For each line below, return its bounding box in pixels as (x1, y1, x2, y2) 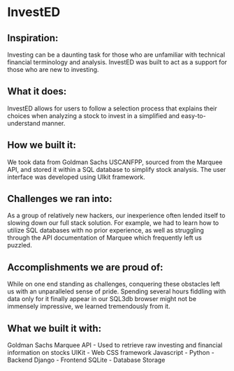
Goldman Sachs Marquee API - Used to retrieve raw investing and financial (7, 341, 223, 349)
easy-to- (181, 111, 206, 119)
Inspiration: (7, 32, 59, 44)
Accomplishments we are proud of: (7, 261, 163, 273)
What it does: (7, 85, 67, 98)
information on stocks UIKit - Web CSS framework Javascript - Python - (7, 349, 214, 357)
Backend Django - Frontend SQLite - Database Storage (7, 356, 166, 364)
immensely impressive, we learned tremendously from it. (7, 302, 170, 311)
